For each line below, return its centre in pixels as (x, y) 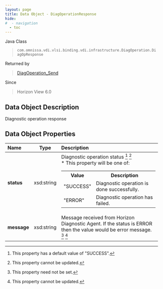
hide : (10, 18)
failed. (103, 204)
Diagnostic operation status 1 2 (97, 156)
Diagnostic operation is (122, 184)
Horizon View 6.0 (34, 92)
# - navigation (21, 23)
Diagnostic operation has (124, 197)
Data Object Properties (40, 134)
